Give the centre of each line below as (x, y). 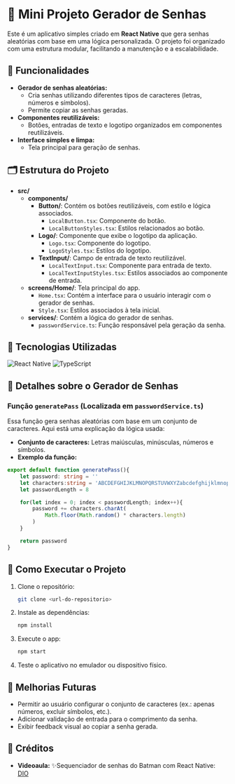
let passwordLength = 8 (55, 490)
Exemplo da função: (47, 457)
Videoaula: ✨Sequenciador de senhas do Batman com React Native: (116, 765)
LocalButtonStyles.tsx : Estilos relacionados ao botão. (127, 228)
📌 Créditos (30, 749)
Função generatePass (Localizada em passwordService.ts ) (106, 406)
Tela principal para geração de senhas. (84, 147)
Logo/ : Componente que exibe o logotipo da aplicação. (118, 235)
